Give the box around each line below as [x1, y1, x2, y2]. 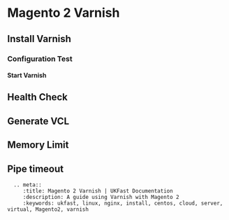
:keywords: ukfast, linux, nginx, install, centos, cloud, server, [22, 200, 223, 207]
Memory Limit [7, 139, 69, 151]
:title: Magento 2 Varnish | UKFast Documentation [22, 188, 173, 195]
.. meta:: [13, 181, 42, 188]
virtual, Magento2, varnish [7, 206, 89, 213]
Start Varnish [7, 71, 47, 80]
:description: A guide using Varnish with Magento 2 [22, 194, 179, 201]
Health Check [7, 91, 68, 103]
